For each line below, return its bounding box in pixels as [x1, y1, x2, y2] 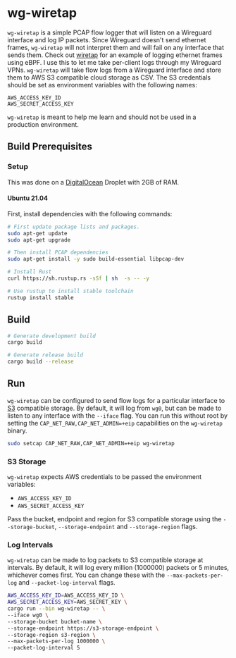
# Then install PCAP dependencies [7, 249, 109, 256]
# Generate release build [7, 352, 83, 359]
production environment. [7, 120, 79, 128]
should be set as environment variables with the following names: [7, 80, 197, 89]
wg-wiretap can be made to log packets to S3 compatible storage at [7, 556, 204, 564]
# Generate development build [7, 333, 97, 340]
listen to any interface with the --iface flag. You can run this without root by [7, 411, 228, 420]
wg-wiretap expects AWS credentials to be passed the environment [7, 473, 202, 480]
